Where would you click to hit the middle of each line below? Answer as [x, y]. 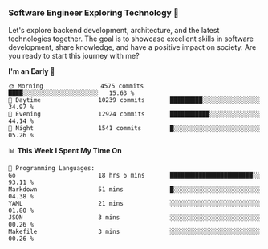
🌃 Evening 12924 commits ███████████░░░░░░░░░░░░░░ [134, 114]
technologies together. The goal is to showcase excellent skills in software [131, 39]
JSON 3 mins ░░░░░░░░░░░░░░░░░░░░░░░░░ [134, 218]
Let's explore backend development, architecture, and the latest [114, 31]
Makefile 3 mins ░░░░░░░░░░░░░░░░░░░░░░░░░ [134, 232]
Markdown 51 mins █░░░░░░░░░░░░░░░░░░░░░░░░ [134, 190]
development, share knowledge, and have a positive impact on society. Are [132, 47]
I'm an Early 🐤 [32, 71]
